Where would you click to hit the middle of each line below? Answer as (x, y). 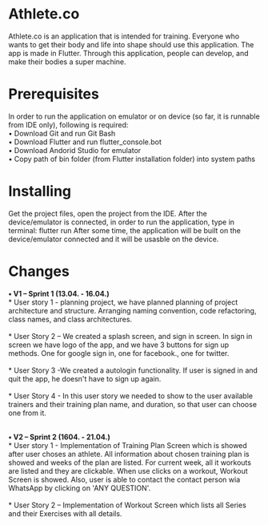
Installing (40, 191)
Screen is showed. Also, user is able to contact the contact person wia (124, 479)
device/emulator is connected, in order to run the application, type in (121, 222)
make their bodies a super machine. (67, 62)
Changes (39, 271)
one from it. (27, 413)
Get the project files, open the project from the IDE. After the (108, 213)
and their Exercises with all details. (65, 513)
